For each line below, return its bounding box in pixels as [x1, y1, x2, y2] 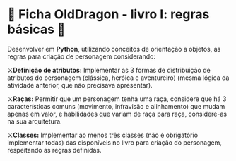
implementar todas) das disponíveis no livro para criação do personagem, [7, 138, 223, 147]
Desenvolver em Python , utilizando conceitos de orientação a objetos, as [7, 44, 221, 53]
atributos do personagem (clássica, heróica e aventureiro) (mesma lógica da [7, 73, 230, 82]
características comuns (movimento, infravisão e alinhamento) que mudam [7, 102, 225, 110]
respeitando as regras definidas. [7, 145, 102, 154]
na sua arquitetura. [7, 117, 62, 126]
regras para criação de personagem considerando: [7, 52, 155, 61]
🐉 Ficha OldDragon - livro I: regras [7, 6, 210, 23]
